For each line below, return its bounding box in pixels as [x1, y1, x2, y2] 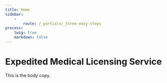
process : [5, 26, 23, 31]
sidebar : [5, 12, 23, 17]
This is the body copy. [5, 72, 51, 78]
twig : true [14, 30, 37, 35]
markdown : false [14, 35, 48, 40]
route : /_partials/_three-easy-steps [23, 21, 101, 26]
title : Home [5, 7, 30, 12]
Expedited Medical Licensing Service [5, 56, 162, 67]
